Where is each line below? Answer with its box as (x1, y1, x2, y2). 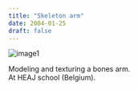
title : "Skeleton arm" (8, 11, 84, 20)
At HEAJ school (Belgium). (8, 73, 96, 83)
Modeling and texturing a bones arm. (8, 64, 131, 74)
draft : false (8, 27, 52, 35)
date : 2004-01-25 (8, 19, 67, 27)
